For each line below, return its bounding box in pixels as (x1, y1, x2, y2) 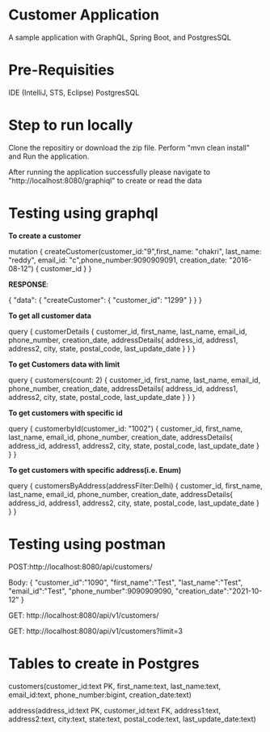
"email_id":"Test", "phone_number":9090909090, (8, 585, 174, 596)
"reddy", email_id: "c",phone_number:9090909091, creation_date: (8, 255, 228, 265)
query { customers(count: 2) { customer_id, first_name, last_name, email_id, (8, 375, 261, 385)
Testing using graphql (8, 204, 159, 222)
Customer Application (8, 6, 160, 24)
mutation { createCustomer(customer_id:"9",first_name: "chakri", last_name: (8, 246, 262, 256)
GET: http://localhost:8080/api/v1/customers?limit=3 (8, 626, 184, 636)
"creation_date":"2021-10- (175, 585, 263, 596)
